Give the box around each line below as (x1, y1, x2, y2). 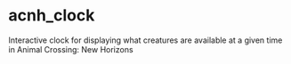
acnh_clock (8, 5, 95, 26)
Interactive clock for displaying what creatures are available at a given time (8, 35, 283, 45)
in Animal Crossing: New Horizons (8, 44, 134, 54)
